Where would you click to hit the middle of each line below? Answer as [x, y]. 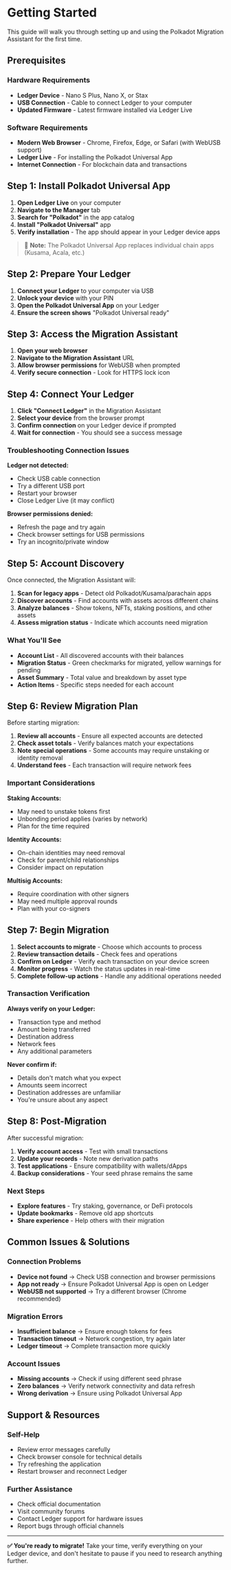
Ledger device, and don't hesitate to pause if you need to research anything [115, 1554]
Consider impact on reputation [60, 867]
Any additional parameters [54, 1051]
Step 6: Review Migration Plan [73, 706]
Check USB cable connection [59, 478]
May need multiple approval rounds [67, 901]
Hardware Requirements [49, 80]
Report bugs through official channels [70, 1526]
